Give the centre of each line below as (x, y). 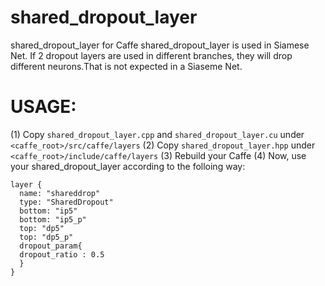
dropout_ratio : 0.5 (62, 254)
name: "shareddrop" (60, 193)
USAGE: (43, 107)
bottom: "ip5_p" (53, 219)
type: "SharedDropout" (66, 202)
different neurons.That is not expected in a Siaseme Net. (126, 66)
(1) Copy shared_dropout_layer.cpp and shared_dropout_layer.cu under (157, 134)
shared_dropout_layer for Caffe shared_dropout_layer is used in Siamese (160, 45)
